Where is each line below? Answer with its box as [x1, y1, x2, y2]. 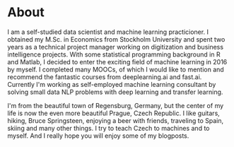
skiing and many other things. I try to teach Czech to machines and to [7, 124, 210, 132]
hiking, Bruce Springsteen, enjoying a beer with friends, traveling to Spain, [7, 116, 224, 124]
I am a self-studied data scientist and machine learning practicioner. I [7, 28, 209, 36]
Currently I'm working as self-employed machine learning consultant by [7, 80, 216, 88]
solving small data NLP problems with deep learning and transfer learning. [7, 88, 223, 96]
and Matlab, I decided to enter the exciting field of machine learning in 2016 [7, 57, 228, 66]
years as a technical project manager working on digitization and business [7, 42, 224, 51]
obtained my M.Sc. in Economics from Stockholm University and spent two [7, 35, 226, 43]
